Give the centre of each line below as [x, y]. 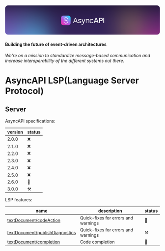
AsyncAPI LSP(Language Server [72, 80]
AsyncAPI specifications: [30, 121]
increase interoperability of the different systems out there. [65, 61]
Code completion [97, 242]
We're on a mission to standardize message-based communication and [78, 56]
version [15, 132]
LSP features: [19, 200]
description [110, 211]
